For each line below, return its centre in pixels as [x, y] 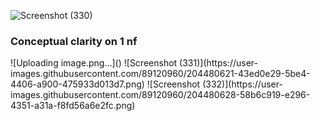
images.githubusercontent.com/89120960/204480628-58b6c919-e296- [160, 95]
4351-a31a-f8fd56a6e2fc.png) [73, 106]
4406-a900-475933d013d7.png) [77, 84]
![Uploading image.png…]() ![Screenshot [94, 63]
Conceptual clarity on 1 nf [74, 41]
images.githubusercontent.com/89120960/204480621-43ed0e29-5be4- [160, 74]
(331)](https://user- [218, 63]
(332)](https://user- [242, 84]
